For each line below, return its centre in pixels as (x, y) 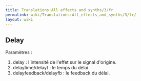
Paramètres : (19, 52)
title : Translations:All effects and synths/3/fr (59, 10)
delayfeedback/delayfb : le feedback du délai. (61, 73)
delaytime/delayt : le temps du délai (50, 68)
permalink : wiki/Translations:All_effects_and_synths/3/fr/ (71, 15)
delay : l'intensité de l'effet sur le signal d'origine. (65, 62)
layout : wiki (19, 19)
